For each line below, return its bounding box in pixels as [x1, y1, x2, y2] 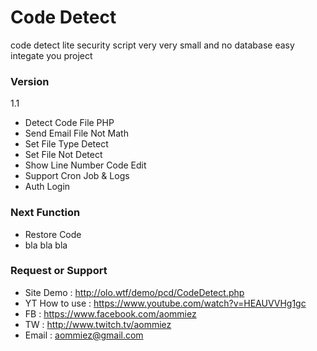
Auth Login [24, 181, 71, 193]
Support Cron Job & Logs [24, 170, 130, 182]
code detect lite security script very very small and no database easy [10, 39, 295, 51]
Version [10, 74, 50, 88]
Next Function [10, 206, 81, 220]
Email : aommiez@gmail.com [24, 329, 144, 341]
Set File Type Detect [24, 138, 109, 150]
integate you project [10, 49, 93, 61]
